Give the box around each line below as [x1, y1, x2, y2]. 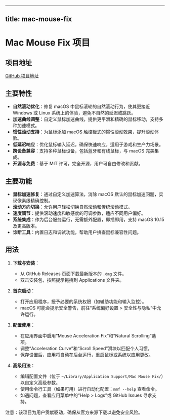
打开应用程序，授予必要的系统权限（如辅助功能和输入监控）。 [20, 298, 147, 304]
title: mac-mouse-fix [5, 15, 72, 23]
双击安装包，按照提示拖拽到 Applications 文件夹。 [20, 277, 124, 283]
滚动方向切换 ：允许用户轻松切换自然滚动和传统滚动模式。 [12, 204, 133, 210]
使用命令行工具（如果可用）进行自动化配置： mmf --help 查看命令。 [20, 386, 160, 392]
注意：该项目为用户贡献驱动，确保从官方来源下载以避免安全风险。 [5, 409, 143, 415]
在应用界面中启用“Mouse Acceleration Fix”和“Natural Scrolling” [20, 332, 152, 338]
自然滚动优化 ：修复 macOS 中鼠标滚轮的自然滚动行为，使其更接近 [12, 103, 150, 109]
